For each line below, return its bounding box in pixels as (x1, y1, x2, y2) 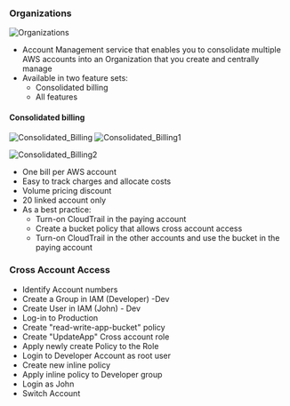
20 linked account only (21, 195, 107, 205)
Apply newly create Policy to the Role (21, 340, 159, 351)
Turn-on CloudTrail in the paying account (35, 213, 187, 224)
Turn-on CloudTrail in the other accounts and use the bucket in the (35, 232, 280, 243)
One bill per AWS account (21, 166, 117, 177)
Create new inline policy (21, 359, 111, 370)
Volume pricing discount (21, 185, 112, 195)
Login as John (21, 378, 75, 389)
